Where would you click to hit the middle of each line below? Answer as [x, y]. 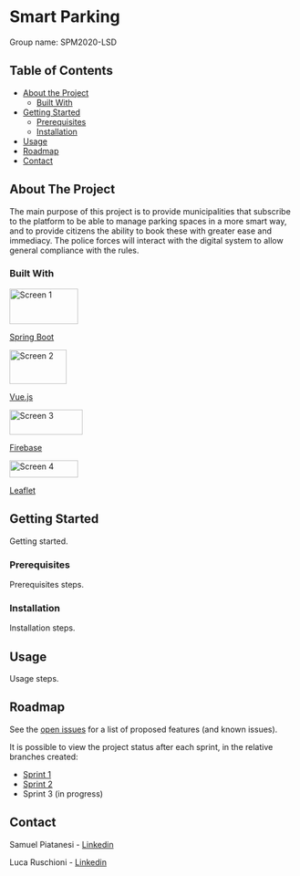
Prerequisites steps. [47, 584]
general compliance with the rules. [74, 250]
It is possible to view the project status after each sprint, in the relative [141, 746]
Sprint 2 [37, 784]
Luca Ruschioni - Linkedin [58, 862]
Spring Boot [32, 337]
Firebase [26, 447]
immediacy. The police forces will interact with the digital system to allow [147, 240]
